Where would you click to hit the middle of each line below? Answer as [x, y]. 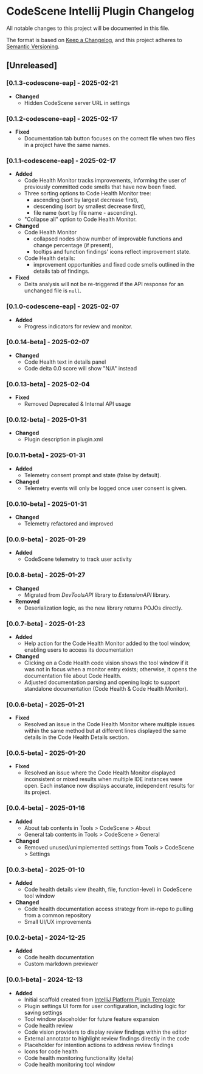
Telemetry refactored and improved [69, 524]
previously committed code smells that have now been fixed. [100, 187]
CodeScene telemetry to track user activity [78, 559]
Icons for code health [51, 1051]
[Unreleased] [32, 66]
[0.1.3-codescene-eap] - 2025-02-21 [62, 83]
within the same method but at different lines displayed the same [105, 731]
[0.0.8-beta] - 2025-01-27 [46, 575]
